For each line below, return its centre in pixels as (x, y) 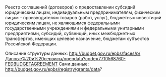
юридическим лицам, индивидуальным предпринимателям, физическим (83, 12)
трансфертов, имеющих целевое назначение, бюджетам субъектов (77, 38)
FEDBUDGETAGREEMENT (31, 64)
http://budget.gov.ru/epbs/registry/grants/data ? (54, 69)
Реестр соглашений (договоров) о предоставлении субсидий (70, 7)
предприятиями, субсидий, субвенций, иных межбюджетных (70, 33)
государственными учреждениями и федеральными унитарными (75, 28)
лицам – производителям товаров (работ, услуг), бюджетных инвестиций (83, 18)
